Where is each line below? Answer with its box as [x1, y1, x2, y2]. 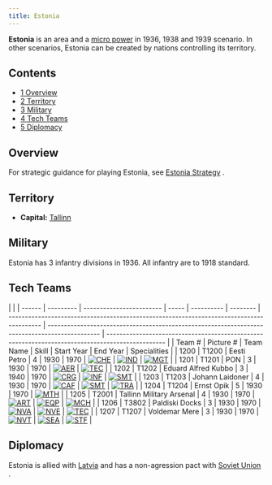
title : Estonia [8, 11, 60, 20]
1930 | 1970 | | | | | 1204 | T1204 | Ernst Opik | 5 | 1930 [8, 380, 262, 390]
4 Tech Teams [19, 114, 68, 123]
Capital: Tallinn [19, 213, 71, 223]
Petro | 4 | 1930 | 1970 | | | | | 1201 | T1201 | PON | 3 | [8, 354, 257, 364]
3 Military [19, 105, 53, 115]
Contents [8, 67, 57, 80]
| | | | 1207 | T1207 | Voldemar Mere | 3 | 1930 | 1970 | [32, 406, 260, 416]
